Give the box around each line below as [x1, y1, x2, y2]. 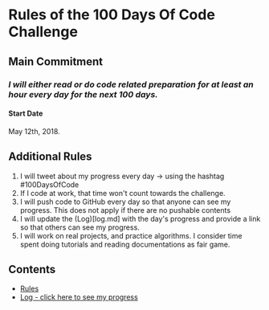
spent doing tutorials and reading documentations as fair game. [19, 239, 230, 249]
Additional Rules [8, 150, 92, 164]
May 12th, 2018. [8, 126, 60, 136]
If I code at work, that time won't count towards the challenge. [19, 188, 226, 198]
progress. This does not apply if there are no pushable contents [19, 205, 231, 214]
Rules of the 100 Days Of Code [8, 6, 215, 24]
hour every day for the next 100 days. [8, 88, 158, 100]
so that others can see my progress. [19, 222, 141, 232]
